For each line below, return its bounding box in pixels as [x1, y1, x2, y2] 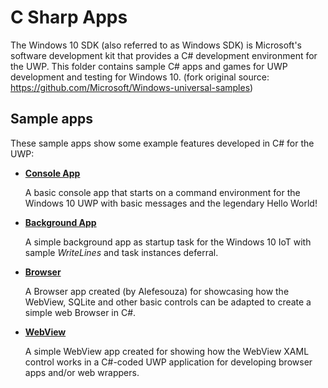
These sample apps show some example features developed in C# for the [10, 137, 315, 149]
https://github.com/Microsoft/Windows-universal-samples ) [10, 81, 254, 93]
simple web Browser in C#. [24, 306, 137, 318]
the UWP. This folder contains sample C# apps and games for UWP [10, 60, 288, 72]
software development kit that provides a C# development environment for [10, 49, 318, 61]
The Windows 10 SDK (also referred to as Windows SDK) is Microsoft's [10, 39, 302, 51]
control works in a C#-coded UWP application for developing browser [24, 356, 313, 368]
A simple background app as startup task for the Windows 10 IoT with [24, 236, 312, 248]
